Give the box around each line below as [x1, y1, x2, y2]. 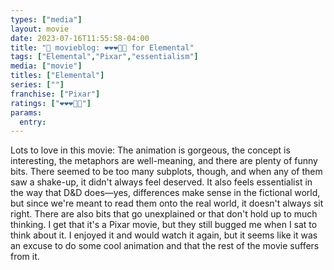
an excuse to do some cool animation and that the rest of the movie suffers [10, 240, 320, 252]
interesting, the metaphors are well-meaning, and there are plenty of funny [10, 155, 318, 167]
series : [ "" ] [10, 80, 65, 90]
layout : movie [10, 24, 70, 34]
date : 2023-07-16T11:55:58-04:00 [10, 33, 150, 43]
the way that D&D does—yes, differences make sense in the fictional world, [10, 187, 321, 199]
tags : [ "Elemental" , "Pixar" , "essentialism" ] [10, 52, 199, 62]
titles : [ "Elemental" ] [10, 71, 105, 81]
